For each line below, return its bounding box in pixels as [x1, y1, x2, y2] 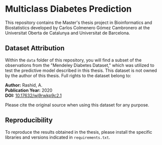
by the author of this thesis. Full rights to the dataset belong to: [5, 72, 132, 79]
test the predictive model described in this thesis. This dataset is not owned [5, 67, 157, 73]
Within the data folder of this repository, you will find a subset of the [5, 57, 142, 63]
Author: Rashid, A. [5, 82, 43, 88]
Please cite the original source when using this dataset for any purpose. [5, 102, 150, 108]
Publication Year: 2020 [5, 87, 53, 93]
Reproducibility [5, 116, 53, 124]
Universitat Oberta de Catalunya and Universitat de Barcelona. [5, 30, 130, 36]
